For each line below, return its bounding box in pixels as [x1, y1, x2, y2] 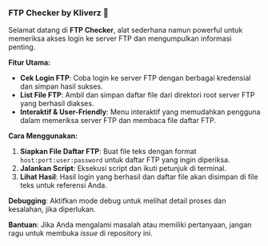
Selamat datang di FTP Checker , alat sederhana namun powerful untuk [8, 26, 243, 35]
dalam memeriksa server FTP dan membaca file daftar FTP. [19, 116, 216, 125]
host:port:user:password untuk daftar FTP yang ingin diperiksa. [19, 155, 230, 165]
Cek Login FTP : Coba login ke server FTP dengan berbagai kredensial [19, 73, 251, 83]
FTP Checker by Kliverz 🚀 [8, 7, 110, 18]
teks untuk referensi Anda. [19, 181, 108, 190]
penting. [8, 42, 36, 52]
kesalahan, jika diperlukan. [8, 204, 96, 214]
